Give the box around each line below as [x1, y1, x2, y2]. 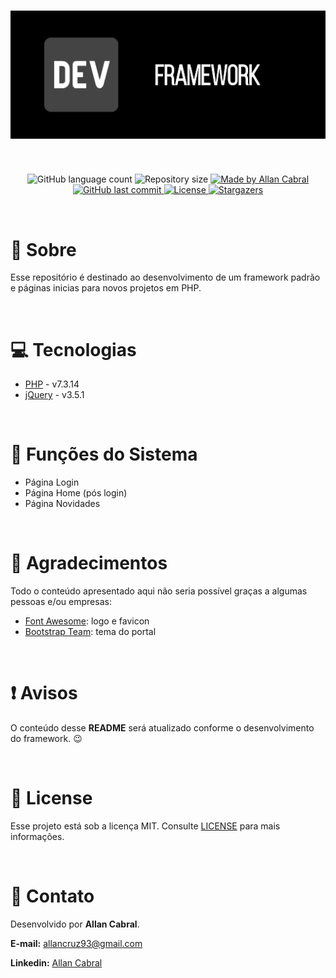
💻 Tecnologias [10, 338, 137, 361]
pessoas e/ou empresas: [10, 596, 112, 608]
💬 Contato [10, 885, 95, 908]
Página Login [24, 476, 80, 489]
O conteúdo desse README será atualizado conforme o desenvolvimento [10, 722, 315, 734]
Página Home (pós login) [24, 487, 128, 499]
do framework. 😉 [10, 733, 83, 745]
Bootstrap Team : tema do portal [24, 626, 157, 638]
